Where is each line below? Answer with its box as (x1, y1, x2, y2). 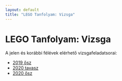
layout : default (5, 7, 39, 12)
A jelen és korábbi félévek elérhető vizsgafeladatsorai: (5, 50, 117, 56)
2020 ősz (12, 70, 33, 76)
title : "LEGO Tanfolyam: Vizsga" (5, 12, 75, 17)
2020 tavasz (12, 65, 39, 71)
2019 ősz (12, 59, 32, 65)
